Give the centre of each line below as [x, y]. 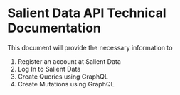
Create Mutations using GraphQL [66, 84]
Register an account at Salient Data [69, 61]
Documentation [54, 28]
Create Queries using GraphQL [63, 77]
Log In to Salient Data [49, 69]
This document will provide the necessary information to [90, 47]
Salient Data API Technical [87, 13]
